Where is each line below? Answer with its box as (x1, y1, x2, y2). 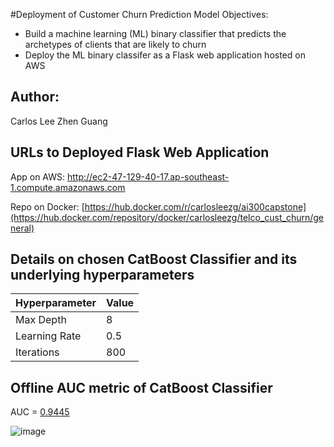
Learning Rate (15, 329, 82, 343)
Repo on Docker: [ (10, 200, 85, 213)
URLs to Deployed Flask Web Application (10, 144, 270, 161)
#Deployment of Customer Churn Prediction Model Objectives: (10, 9, 269, 20)
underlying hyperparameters (10, 267, 195, 284)
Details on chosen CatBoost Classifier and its (10, 251, 298, 268)
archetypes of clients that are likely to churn (24, 39, 207, 50)
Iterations (15, 345, 60, 359)
